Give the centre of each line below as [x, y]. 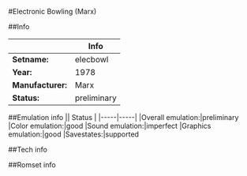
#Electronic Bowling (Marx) [52, 11]
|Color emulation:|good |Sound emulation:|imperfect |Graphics [110, 126]
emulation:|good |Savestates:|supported [74, 134]
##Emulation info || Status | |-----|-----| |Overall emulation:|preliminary [123, 117]
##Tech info [28, 150]
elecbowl [92, 60]
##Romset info [32, 165]
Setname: [30, 60]
